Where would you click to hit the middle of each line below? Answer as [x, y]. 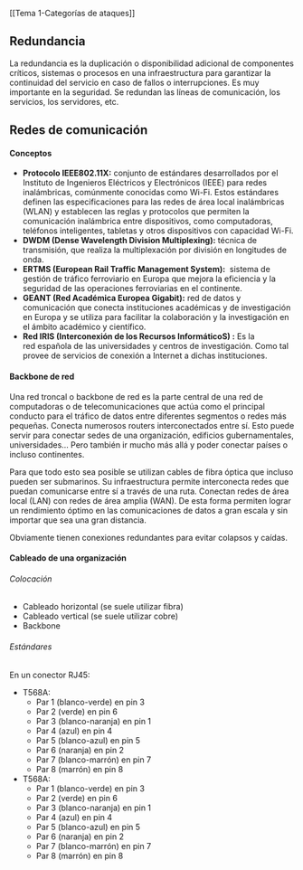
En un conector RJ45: [50, 675]
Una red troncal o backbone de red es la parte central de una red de [137, 396]
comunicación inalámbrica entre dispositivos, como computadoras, [147, 222]
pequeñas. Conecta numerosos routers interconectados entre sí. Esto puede [152, 425]
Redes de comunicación [79, 130]
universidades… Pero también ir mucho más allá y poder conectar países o [148, 444]
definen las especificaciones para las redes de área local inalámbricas [153, 202]
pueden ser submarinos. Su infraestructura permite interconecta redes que [149, 481]
